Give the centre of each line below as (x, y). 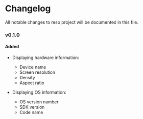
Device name (33, 67)
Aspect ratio (32, 83)
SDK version (32, 107)
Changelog (28, 9)
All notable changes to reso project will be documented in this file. (72, 22)
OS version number (39, 102)
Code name (31, 112)
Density (27, 78)
